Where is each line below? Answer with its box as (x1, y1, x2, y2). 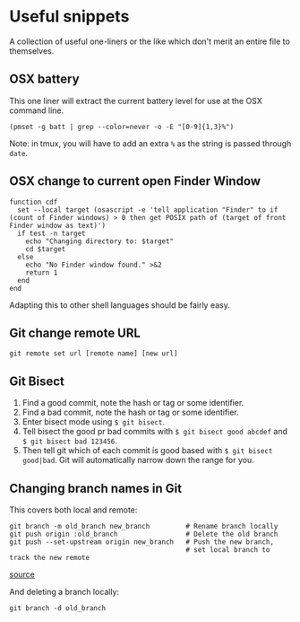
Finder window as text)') (9, 221, 106, 230)
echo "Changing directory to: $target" (25, 236, 175, 246)
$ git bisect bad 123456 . (21, 435, 118, 446)
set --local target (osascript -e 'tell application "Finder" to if (17, 205, 279, 215)
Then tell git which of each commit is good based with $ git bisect (21, 445, 273, 456)
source (9, 569, 36, 580)
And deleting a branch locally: (9, 586, 120, 597)
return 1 (25, 267, 58, 277)
